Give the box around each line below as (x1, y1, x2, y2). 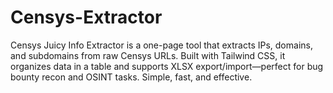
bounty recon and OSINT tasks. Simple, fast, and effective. (10, 71, 253, 83)
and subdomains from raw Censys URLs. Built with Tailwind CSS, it (10, 49, 286, 61)
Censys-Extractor (10, 6, 163, 29)
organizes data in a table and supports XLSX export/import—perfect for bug (10, 60, 324, 72)
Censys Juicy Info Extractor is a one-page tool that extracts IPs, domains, (10, 39, 313, 51)
